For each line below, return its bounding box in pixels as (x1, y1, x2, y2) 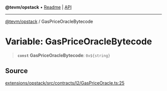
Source (5, 67, 28, 75)
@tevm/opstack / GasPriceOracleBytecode (5, 18, 93, 24)
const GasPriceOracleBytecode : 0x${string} (17, 52, 110, 58)
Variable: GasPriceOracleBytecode (5, 36, 153, 47)
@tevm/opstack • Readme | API (5, 4, 72, 10)
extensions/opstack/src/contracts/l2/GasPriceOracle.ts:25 (5, 80, 125, 86)
